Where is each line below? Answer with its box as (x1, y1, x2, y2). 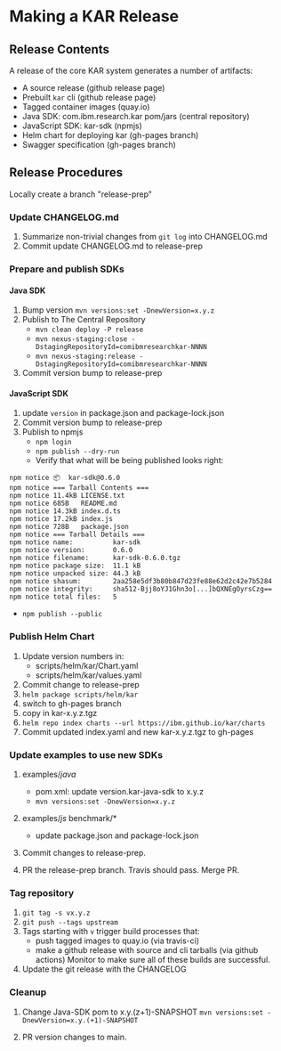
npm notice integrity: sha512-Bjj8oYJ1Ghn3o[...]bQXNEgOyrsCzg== (9, 585, 273, 594)
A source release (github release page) (21, 83, 165, 93)
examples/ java (21, 769, 76, 780)
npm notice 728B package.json (9, 523, 129, 532)
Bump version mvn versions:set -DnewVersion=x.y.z (21, 305, 215, 315)
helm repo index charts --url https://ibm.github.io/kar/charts (21, 719, 266, 728)
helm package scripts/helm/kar (21, 690, 139, 699)
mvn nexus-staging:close (35, 335, 128, 344)
